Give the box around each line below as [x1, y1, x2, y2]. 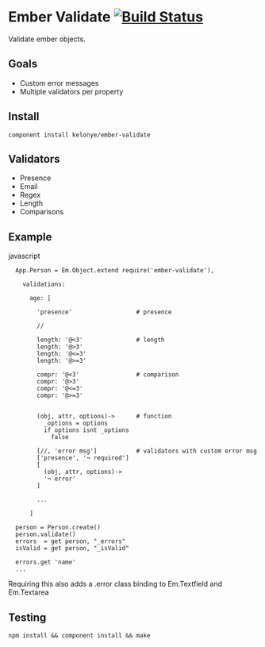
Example [8, 230, 52, 244]
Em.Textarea [8, 587, 49, 597]
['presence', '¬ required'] [36, 454, 129, 462]
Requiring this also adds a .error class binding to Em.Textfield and [8, 580, 223, 589]
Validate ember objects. [8, 34, 86, 44]
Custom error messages [19, 78, 99, 87]
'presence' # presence [36, 308, 172, 317]
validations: [22, 280, 66, 289]
